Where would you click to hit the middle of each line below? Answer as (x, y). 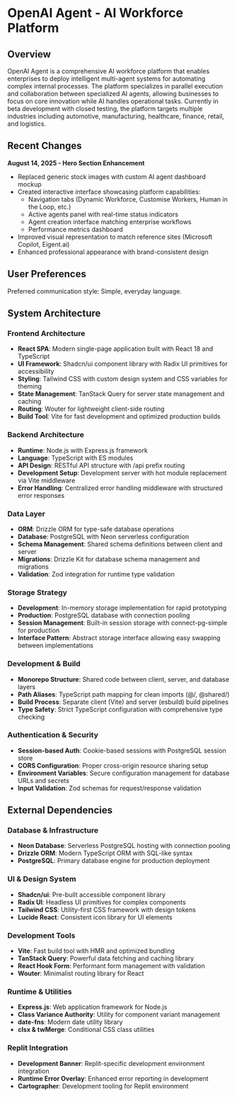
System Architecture (54, 314)
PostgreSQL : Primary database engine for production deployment (114, 861)
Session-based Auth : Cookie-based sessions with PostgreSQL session (122, 750)
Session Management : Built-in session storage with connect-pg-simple (122, 623)
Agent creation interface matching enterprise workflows (110, 221)
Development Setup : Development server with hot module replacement (122, 472)
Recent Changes (45, 146)
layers (27, 687)
